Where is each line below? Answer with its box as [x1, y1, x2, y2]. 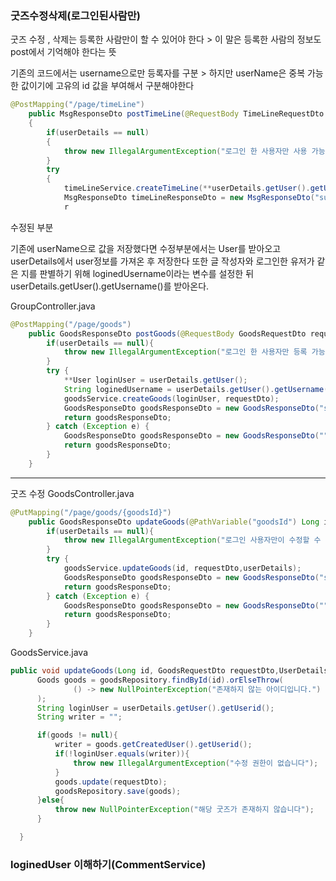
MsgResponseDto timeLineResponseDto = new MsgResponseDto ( [63, 193, 315, 203]
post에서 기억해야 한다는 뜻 [10, 46, 117, 58]
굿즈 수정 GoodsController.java [10, 487, 135, 499]
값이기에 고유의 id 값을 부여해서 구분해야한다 [20, 80, 195, 92]
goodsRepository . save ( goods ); [54, 786, 182, 796]
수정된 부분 [10, 221, 54, 233]
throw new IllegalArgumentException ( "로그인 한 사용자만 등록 [63, 347, 308, 357]
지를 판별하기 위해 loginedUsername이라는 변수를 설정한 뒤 [20, 267, 255, 279]
